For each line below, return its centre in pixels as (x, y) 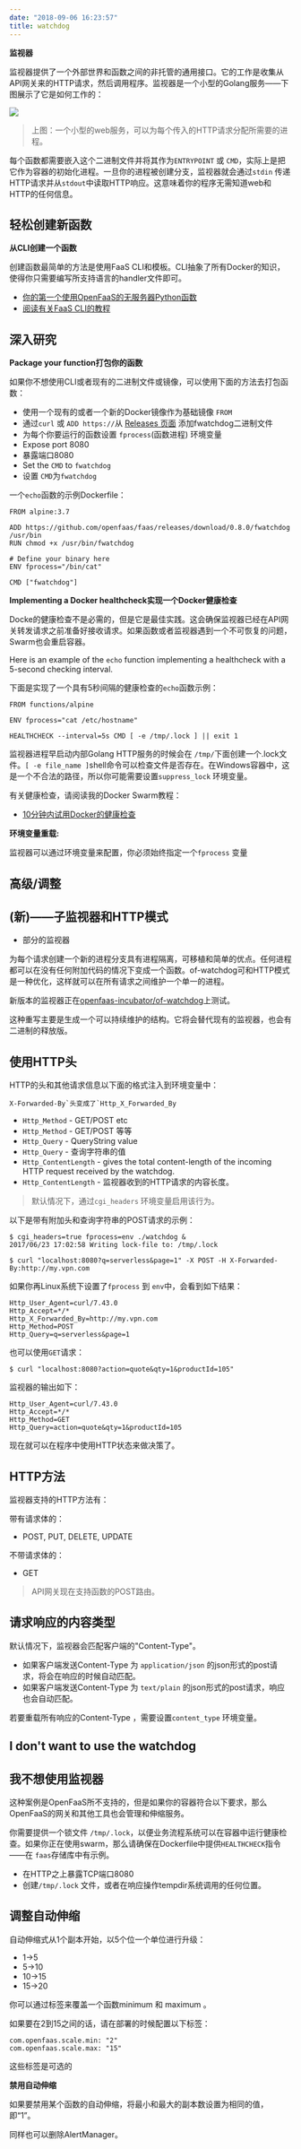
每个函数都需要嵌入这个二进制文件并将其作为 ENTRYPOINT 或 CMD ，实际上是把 (147, 160)
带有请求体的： (37, 1518)
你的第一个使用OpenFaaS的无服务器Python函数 (109, 298)
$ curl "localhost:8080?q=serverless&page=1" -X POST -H (118, 1261)
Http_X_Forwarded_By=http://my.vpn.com (84, 1319)
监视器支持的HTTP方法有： (59, 1499)
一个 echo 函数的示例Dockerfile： (68, 495)
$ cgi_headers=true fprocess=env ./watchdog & (98, 1237)
